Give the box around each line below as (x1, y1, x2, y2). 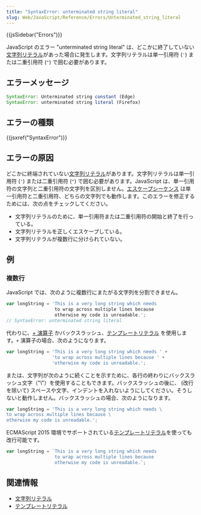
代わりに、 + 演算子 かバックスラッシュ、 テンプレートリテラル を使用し (6, 329, 182, 337)
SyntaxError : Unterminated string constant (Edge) (6, 94, 136, 100)
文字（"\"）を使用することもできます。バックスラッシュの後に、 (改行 (22, 379, 194, 386)
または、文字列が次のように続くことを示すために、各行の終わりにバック (6, 371, 185, 379)
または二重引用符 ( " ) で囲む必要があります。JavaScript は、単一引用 (26, 177, 195, 184)
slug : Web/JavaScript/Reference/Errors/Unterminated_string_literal (6, 14, 181, 20)
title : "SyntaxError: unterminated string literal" (6, 8, 138, 15)
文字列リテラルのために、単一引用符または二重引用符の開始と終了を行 (14, 213, 189, 220)
